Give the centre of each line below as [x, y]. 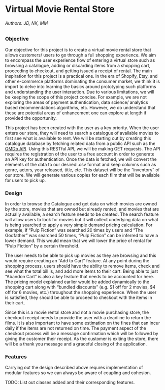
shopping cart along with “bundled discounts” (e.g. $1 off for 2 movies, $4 [81, 287]
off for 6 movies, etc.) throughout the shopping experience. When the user [81, 292]
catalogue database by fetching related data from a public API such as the [80, 143]
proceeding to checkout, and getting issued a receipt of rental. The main [79, 71]
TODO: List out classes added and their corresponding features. [70, 383]
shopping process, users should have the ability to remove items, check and [82, 266]
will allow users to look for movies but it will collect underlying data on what [82, 220]
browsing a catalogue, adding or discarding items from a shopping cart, [78, 65]
